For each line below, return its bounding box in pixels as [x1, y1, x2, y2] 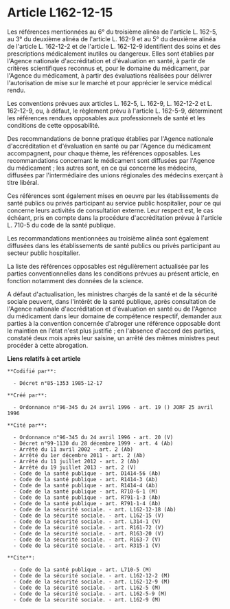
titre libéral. [7, 178, 39, 186]
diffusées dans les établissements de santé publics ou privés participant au [7, 241, 220, 250]
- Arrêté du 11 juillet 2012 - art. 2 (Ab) [13, 458, 139, 465]
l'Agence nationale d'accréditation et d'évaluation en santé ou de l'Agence [7, 304, 218, 313]
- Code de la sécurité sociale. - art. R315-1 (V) [13, 542, 161, 549]
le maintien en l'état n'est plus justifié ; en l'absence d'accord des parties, [7, 326, 216, 335]
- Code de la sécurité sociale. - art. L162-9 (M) [13, 596, 161, 603]
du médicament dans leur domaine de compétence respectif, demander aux [7, 311, 222, 320]
